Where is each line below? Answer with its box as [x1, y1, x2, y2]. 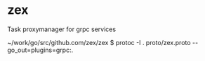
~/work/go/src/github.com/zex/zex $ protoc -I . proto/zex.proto [7, 38, 191, 46]
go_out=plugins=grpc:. [7, 46, 74, 54]
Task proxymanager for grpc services [7, 25, 117, 33]
